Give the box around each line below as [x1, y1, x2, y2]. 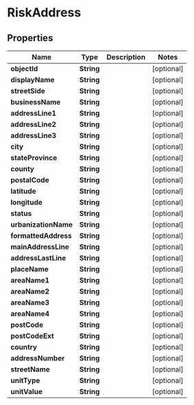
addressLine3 [10, 131, 57, 140]
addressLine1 [10, 108, 57, 118]
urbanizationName [10, 220, 73, 229]
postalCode [10, 175, 49, 184]
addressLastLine [10, 254, 66, 262]
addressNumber [10, 354, 65, 363]
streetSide [10, 86, 46, 95]
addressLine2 [10, 120, 57, 129]
